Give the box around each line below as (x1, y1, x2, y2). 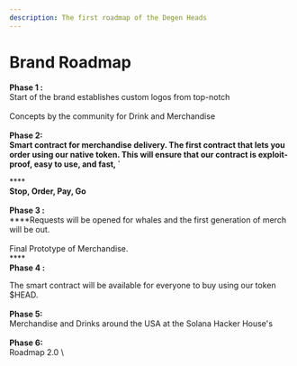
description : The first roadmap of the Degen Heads (9, 13, 207, 23)
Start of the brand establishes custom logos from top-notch (9, 91, 230, 102)
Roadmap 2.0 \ (9, 346, 65, 357)
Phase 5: (9, 308, 43, 319)
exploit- (257, 149, 288, 160)
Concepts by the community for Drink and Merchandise (9, 110, 216, 122)
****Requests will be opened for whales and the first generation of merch (9, 214, 286, 225)
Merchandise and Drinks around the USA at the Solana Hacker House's (9, 317, 273, 329)
